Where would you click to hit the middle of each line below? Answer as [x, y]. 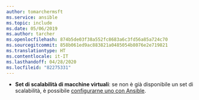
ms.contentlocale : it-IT [37, 56]
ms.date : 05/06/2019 [32, 28]
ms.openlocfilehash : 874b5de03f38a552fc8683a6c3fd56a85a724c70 [87, 40]
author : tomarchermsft [35, 12]
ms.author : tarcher [31, 34]
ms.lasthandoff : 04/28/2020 [41, 62]
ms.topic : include [29, 23]
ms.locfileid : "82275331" [38, 67]
